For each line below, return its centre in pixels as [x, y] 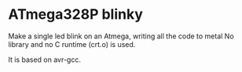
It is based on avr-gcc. [44, 59]
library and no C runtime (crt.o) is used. [72, 44]
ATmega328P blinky [75, 14]
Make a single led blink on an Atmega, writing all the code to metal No [121, 36]
